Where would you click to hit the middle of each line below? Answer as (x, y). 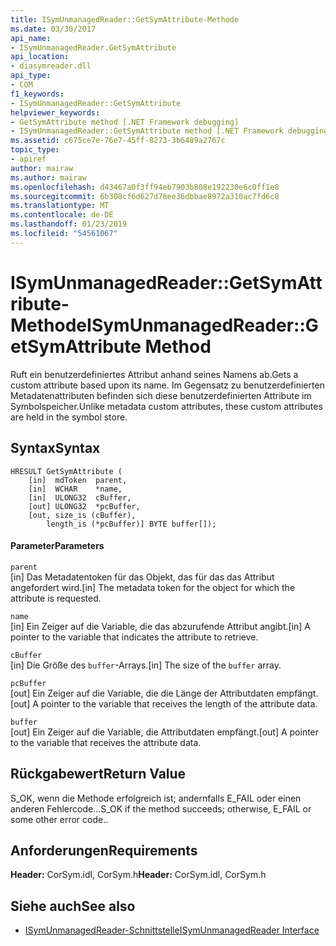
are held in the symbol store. (69, 417)
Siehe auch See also (73, 906)
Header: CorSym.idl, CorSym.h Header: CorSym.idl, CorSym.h (138, 875)
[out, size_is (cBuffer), (82, 515)
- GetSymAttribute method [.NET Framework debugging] (125, 122)
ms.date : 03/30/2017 (53, 29)
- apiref (28, 159)
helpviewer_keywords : (55, 112)
